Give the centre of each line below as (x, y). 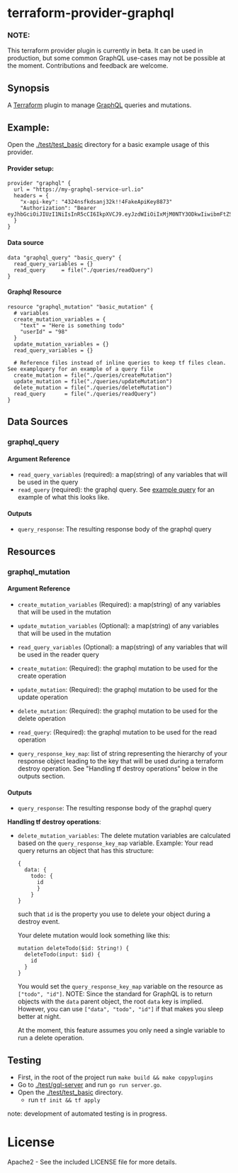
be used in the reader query (58, 654)
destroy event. (39, 922)
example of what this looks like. (63, 497)
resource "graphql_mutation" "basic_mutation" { (80, 307)
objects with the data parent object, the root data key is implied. (110, 1001)
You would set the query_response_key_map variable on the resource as (120, 986)
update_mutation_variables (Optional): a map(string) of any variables (118, 625)
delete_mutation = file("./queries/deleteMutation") (93, 387)
